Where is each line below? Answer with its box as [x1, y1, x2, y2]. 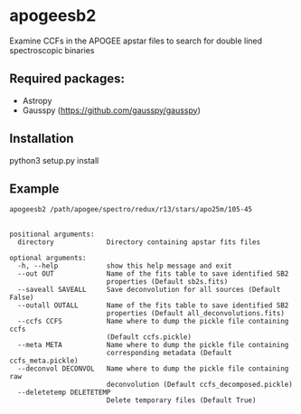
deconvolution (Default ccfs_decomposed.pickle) [106, 380, 294, 389]
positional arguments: [9, 230, 95, 239]
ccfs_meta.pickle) [9, 356, 79, 365]
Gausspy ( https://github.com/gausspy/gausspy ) [22, 105, 202, 116]
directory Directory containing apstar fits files [17, 237, 260, 247]
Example [9, 181, 60, 196]
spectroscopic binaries [9, 44, 95, 55]
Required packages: [9, 71, 125, 87]
